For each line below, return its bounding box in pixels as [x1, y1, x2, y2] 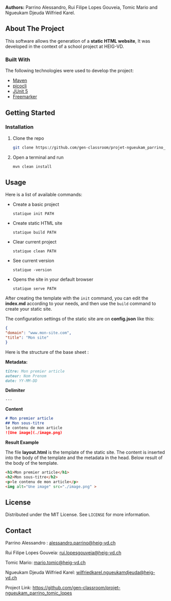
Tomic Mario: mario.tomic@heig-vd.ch [5, 559, 86, 566]
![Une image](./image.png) [5, 430, 63, 435]
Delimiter [5, 387, 25, 394]
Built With [5, 56, 31, 63]
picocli [12, 83, 27, 89]
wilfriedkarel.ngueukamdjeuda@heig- [76, 569, 155, 576]
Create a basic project [12, 201, 60, 207]
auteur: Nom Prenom [5, 373, 47, 378]
